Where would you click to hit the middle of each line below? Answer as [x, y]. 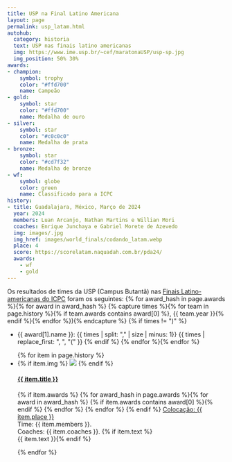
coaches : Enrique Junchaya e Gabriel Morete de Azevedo [96, 226]
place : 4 [26, 246]
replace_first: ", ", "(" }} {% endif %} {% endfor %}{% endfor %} [108, 341]
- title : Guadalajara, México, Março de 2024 [74, 207]
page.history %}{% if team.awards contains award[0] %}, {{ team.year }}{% [116, 314]
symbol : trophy [42, 78]
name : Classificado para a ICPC [66, 194]
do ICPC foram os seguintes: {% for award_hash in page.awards [134, 298]
